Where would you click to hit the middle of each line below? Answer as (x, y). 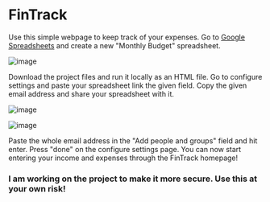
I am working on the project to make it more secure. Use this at (133, 179)
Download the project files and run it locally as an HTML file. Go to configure (135, 76)
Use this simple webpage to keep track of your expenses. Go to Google (127, 37)
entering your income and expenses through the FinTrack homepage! (123, 158)
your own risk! (37, 188)
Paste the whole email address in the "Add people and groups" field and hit (133, 140)
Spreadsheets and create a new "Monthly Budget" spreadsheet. (114, 45)
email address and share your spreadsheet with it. (91, 93)
